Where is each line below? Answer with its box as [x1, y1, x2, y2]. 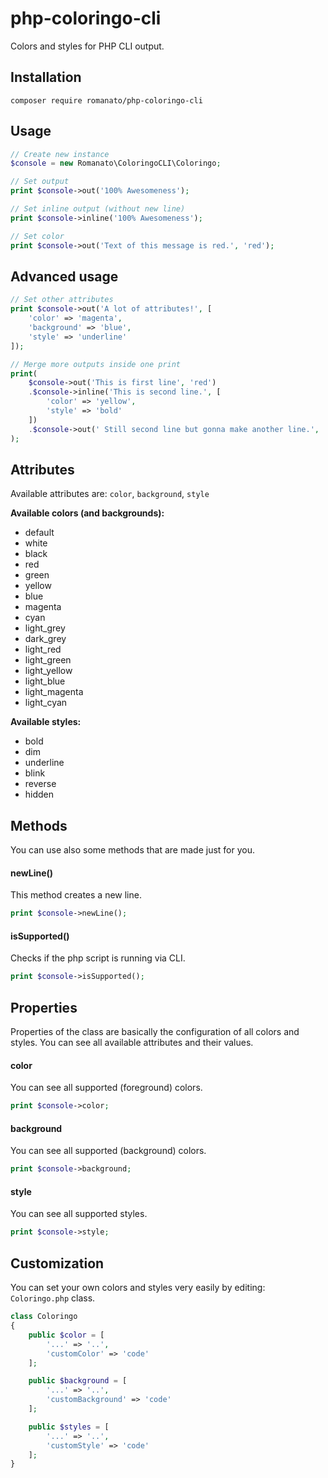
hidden [24, 788, 55, 801]
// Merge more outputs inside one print [10, 359, 182, 369]
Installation [10, 69, 82, 86]
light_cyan [24, 697, 68, 709]
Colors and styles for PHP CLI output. [10, 40, 165, 52]
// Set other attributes [10, 295, 114, 305]
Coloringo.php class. [10, 1292, 96, 1304]
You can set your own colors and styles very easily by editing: [10, 1282, 266, 1294]
